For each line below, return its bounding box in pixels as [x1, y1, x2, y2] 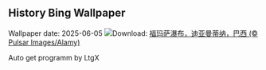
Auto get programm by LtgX [8, 52, 100, 62]
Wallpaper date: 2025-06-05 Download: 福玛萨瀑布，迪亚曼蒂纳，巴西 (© [8, 28, 259, 38]
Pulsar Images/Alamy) [8, 37, 80, 47]
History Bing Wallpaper [8, 6, 126, 20]
